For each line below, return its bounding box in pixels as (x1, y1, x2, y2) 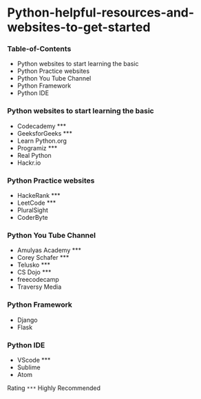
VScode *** (17, 356, 51, 364)
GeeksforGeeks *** (17, 129, 72, 137)
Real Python (17, 151, 52, 159)
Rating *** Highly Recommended (7, 384, 101, 392)
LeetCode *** (17, 198, 56, 207)
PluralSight (17, 206, 48, 214)
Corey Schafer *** (17, 254, 70, 262)
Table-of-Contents (7, 44, 72, 54)
